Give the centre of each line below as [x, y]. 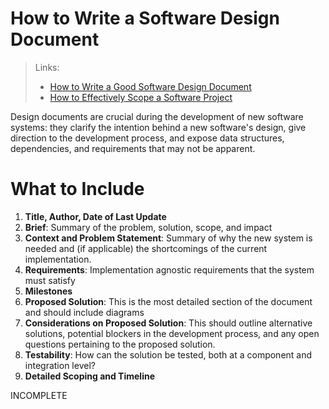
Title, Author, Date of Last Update [95, 216]
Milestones [48, 291]
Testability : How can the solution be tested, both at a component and [168, 354]
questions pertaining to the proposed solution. [120, 344]
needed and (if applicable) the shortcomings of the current [146, 248]
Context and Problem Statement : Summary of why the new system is [168, 238]
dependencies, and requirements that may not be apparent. [133, 148]
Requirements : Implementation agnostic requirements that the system [169, 269]
